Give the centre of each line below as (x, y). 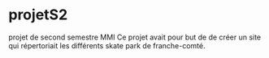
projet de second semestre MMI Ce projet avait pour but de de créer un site (135, 37)
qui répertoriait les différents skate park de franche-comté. (107, 45)
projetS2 (38, 15)
